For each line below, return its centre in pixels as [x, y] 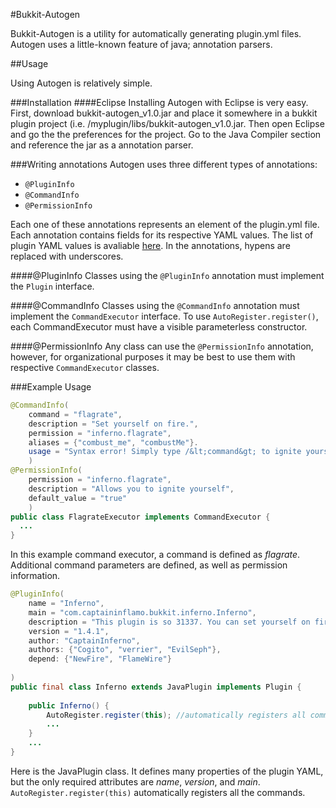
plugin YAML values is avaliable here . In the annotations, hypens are [150, 245]
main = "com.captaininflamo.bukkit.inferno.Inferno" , [142, 612]
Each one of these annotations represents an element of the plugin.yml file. [165, 224]
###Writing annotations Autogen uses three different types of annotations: [164, 164]
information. [35, 576]
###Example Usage [51, 387]
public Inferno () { [69, 705]
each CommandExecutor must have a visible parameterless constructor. [159, 327]
